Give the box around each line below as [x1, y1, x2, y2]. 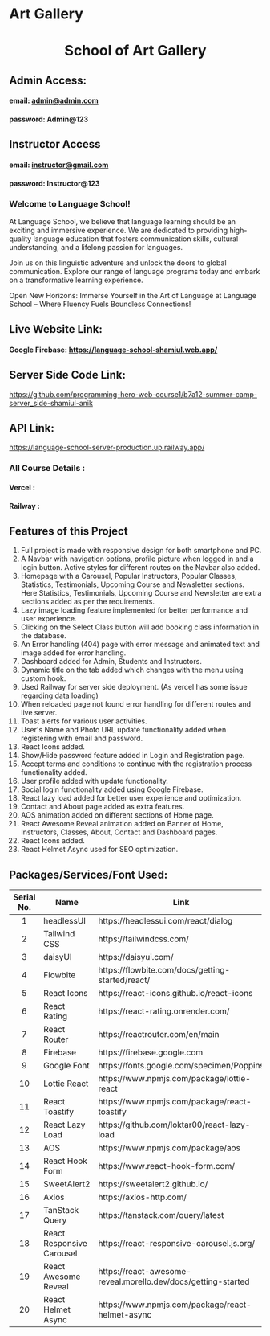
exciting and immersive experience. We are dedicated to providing [9, 225, 228, 235]
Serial [13, 891, 36, 903]
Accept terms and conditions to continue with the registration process [20, 759, 252, 768]
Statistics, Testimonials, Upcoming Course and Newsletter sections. [20, 580, 245, 589]
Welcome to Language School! [9, 199, 131, 210]
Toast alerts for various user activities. [20, 716, 147, 726]
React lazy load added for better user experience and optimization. [20, 793, 242, 803]
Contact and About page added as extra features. [20, 801, 185, 812]
